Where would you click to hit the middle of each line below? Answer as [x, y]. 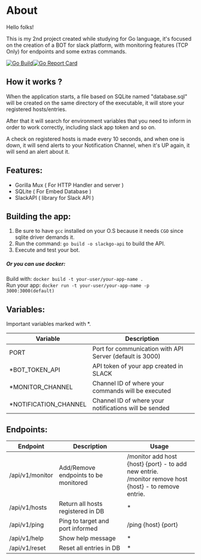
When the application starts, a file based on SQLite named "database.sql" [97, 96]
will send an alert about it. [38, 151]
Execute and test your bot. [47, 250]
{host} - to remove [153, 486]
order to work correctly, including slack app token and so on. [81, 127]
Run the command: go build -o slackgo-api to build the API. [90, 244]
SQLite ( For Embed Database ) [53, 191]
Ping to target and [84, 521]
